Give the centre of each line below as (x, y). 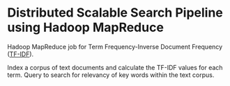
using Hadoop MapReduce (85, 27)
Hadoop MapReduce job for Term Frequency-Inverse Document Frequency (115, 46)
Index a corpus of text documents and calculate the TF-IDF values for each (115, 67)
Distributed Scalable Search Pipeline (115, 13)
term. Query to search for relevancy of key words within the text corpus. (111, 75)
